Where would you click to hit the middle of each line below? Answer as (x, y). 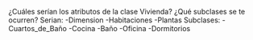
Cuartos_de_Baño (37, 28)
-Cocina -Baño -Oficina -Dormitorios (129, 28)
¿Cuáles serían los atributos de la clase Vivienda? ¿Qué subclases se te (127, 12)
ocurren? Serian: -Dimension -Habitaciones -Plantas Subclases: (114, 20)
